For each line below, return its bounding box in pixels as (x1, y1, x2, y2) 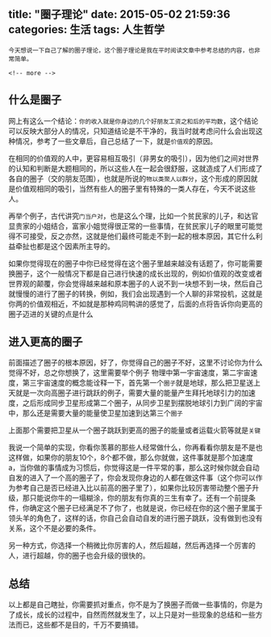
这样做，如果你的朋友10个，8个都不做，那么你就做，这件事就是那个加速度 (8, 453, 254, 462)
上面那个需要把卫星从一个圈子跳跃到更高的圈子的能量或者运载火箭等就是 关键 (8, 425, 261, 435)
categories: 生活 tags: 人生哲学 (8, 23, 165, 36)
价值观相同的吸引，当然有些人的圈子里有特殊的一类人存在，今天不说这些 (15, 184, 256, 193)
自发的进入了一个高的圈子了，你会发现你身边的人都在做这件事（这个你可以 (8, 473, 256, 483)
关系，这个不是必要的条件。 (8, 524, 101, 534)
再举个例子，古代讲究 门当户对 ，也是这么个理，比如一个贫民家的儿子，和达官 (8, 211, 259, 221)
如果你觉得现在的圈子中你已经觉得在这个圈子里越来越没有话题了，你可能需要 (8, 258, 263, 268)
